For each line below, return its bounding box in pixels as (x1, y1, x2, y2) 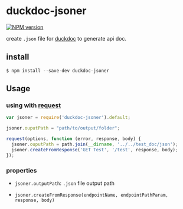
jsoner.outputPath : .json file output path (14, 180, 115, 187)
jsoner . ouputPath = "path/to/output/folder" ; (6, 125, 120, 131)
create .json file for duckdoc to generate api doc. (6, 35, 127, 42)
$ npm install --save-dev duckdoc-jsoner (6, 68, 110, 74)
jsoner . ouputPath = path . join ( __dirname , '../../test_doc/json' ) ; (11, 141, 178, 148)
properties (6, 166, 37, 174)
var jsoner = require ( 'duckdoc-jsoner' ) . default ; (6, 115, 131, 121)
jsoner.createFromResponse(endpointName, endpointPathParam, (14, 192, 169, 198)
